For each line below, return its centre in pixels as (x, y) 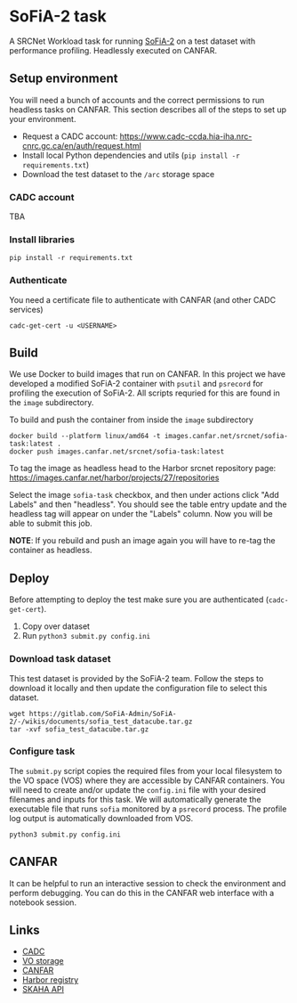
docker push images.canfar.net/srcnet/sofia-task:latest (117, 452)
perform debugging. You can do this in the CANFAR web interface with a (142, 893)
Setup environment (64, 79)
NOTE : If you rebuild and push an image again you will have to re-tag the (142, 541)
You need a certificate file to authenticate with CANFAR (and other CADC (143, 299)
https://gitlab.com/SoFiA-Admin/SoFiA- (103, 714)
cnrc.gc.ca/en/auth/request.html (82, 145)
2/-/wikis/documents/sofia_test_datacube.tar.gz (101, 722)
